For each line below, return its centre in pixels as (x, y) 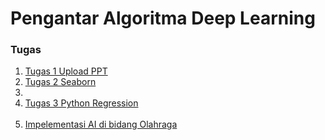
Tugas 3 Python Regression (81, 103)
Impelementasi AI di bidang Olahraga (101, 124)
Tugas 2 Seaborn (60, 82)
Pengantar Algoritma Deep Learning (163, 18)
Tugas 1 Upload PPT (66, 71)
